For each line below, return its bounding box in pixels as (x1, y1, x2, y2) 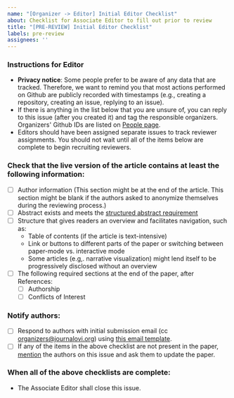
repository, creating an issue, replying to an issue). (17, 98, 164, 106)
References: (17, 277, 53, 285)
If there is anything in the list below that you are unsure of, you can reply (17, 106, 227, 114)
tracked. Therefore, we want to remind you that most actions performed (17, 83, 226, 92)
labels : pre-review (7, 30, 65, 37)
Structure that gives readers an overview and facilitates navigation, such (17, 216, 227, 225)
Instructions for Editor (7, 60, 84, 70)
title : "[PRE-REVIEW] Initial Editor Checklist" (7, 23, 152, 30)
